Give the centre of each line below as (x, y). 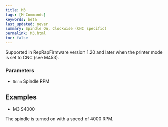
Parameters (20, 70)
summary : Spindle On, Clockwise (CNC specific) (56, 29)
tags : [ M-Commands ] (26, 15)
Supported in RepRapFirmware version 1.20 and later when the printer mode (84, 52)
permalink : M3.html (26, 33)
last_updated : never (27, 24)
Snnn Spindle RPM (31, 81)
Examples (21, 97)
